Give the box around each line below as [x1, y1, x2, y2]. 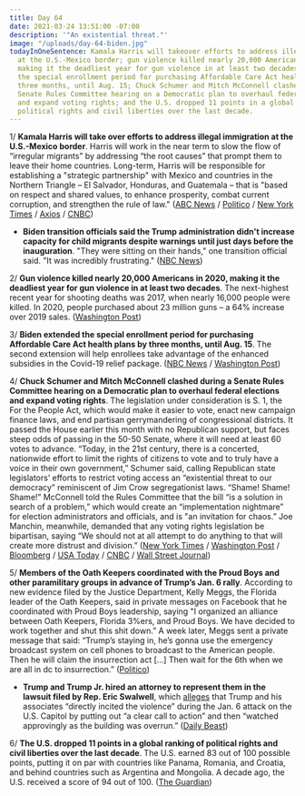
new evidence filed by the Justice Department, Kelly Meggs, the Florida [9, 587, 277, 598]
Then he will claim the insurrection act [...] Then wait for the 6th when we [9, 654, 283, 665]
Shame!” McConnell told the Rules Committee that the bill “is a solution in [9, 492, 283, 503]
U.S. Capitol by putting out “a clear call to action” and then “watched [22, 710, 279, 721]
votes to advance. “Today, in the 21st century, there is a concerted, [9, 443, 261, 455]
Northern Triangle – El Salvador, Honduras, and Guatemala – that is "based [9, 179, 289, 191]
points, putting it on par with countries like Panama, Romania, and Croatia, [9, 757, 286, 769]
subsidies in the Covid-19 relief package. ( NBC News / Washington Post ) [9, 358, 281, 369]
